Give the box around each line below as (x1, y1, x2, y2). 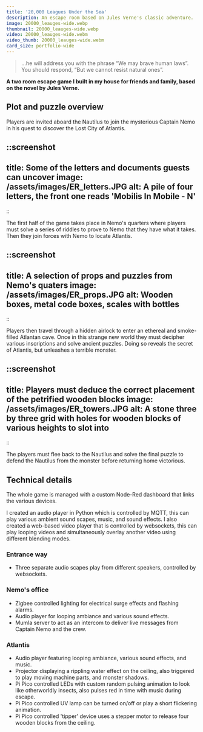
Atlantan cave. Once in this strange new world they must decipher (20, 333, 185, 341)
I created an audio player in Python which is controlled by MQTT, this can (6, 509, 189, 517)
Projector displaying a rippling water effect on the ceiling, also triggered (15, 668, 195, 674)
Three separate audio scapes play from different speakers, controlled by (15, 564, 196, 571)
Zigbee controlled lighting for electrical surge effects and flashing (15, 599, 179, 607)
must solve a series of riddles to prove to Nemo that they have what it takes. (6, 226, 196, 233)
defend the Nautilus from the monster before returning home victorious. (6, 457, 186, 464)
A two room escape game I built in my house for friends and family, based (6, 77, 196, 85)
